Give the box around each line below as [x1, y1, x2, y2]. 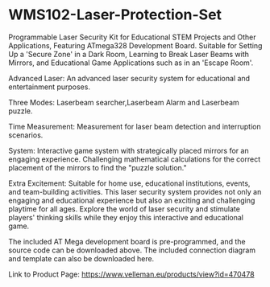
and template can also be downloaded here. [8, 253, 155, 263]
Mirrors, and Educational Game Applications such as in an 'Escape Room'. [8, 58, 254, 68]
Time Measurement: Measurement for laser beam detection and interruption [8, 121, 261, 131]
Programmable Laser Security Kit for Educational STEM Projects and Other [8, 32, 256, 42]
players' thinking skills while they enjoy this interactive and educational [8, 212, 244, 222]
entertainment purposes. [8, 82, 91, 92]
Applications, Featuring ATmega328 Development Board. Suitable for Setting [8, 40, 263, 50]
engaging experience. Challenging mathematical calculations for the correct [8, 154, 261, 164]
